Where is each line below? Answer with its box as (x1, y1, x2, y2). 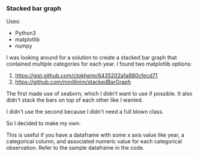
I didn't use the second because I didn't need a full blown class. (6, 108, 164, 115)
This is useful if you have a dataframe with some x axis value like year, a (6, 131, 185, 139)
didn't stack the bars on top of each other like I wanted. (6, 96, 143, 103)
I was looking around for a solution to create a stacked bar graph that (6, 54, 177, 61)
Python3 (14, 29, 36, 37)
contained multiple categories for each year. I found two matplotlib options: (6, 60, 192, 67)
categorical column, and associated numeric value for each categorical (6, 138, 182, 145)
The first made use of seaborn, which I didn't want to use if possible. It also (6, 90, 193, 97)
